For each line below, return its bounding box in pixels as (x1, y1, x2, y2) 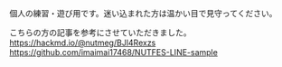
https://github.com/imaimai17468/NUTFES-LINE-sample (9, 47, 219, 57)
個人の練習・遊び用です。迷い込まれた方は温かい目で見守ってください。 (9, 8, 277, 18)
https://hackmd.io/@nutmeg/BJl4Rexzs (9, 37, 156, 48)
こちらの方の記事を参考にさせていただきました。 (9, 27, 192, 38)
